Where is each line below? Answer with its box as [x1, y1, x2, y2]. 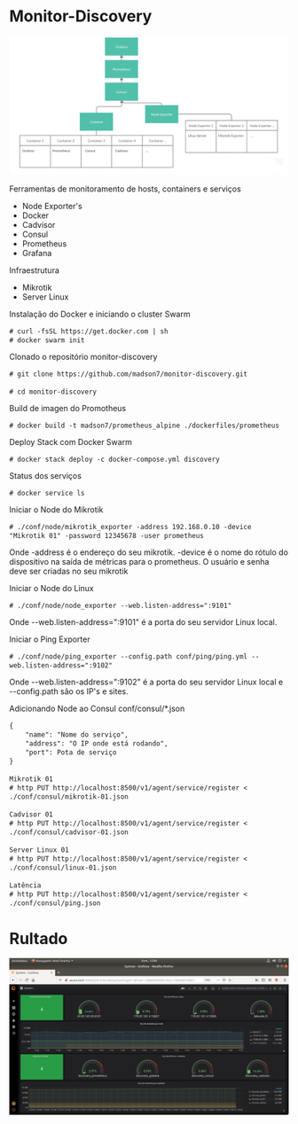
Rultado [9, 928, 68, 948]
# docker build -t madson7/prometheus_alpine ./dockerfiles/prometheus [9, 421, 279, 431]
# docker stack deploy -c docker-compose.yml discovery [9, 455, 220, 464]
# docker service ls [9, 489, 86, 498]
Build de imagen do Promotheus [9, 403, 127, 414]
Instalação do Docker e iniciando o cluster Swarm [9, 308, 191, 320]
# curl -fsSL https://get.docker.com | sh [9, 327, 169, 336]
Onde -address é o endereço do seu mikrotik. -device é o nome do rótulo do [9, 547, 288, 558]
